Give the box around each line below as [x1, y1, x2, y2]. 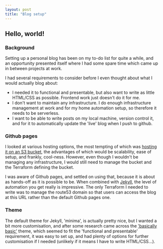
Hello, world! [5, 30, 45, 38]
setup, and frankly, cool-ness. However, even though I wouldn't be [5, 154, 139, 160]
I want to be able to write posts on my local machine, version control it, [12, 115, 154, 122]
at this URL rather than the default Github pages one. [5, 195, 111, 200]
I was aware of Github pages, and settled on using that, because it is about [5, 174, 155, 180]
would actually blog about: [5, 80, 58, 86]
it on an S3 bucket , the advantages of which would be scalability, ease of [5, 149, 152, 155]
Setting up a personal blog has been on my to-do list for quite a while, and [5, 55, 154, 61]
